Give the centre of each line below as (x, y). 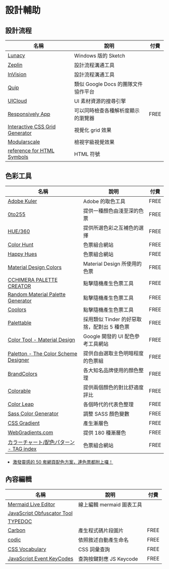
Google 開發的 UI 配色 (109, 336)
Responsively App (29, 114)
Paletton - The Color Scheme (43, 354)
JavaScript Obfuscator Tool (40, 513)
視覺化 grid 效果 (93, 130)
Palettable (20, 322)
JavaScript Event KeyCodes (41, 558)
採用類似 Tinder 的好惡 (110, 319)
